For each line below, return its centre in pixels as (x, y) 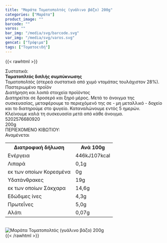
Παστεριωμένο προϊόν (28, 87)
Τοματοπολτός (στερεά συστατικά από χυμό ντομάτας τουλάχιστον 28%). (82, 82)
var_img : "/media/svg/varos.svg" (40, 38)
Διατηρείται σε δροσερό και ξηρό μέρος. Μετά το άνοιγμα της (70, 98)
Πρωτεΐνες (21, 204)
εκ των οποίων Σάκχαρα (37, 188)
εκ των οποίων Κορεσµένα (39, 172)
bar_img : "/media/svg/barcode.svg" (42, 33)
